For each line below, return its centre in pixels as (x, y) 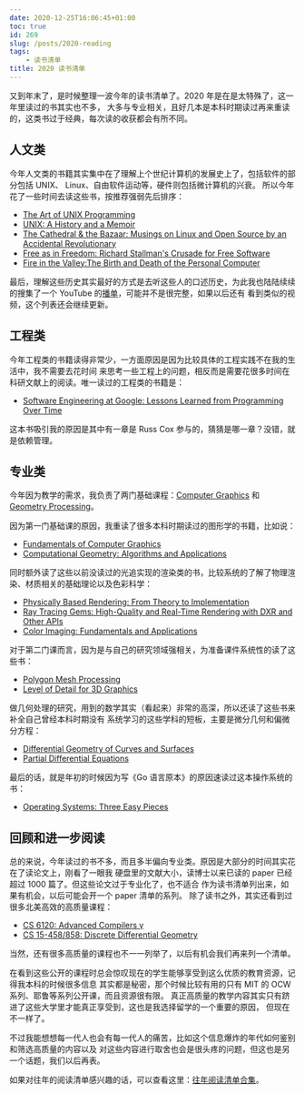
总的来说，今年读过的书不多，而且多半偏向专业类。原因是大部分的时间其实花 (152, 862)
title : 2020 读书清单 (48, 69)
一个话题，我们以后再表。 (57, 1060)
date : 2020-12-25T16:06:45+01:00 (73, 18)
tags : (20, 52)
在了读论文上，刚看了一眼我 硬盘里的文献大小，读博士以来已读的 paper (142, 873)
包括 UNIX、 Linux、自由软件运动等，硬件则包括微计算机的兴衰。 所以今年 (156, 185)
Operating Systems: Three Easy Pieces (95, 807)
